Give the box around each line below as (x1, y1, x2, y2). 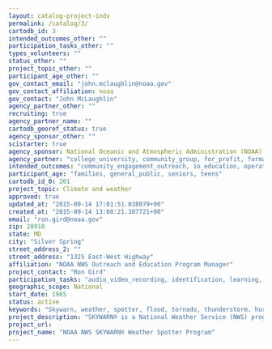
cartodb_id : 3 (8, 27, 57, 35)
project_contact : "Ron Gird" (8, 268, 107, 276)
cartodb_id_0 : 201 (8, 177, 70, 186)
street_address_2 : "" (8, 245, 82, 253)
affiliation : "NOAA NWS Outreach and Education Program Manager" (8, 260, 233, 268)
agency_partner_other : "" (8, 102, 96, 110)
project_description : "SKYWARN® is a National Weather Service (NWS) (8, 313, 249, 321)
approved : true (8, 192, 60, 201)
